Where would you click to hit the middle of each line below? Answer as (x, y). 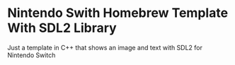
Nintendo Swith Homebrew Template (118, 13)
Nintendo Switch (31, 55)
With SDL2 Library (62, 28)
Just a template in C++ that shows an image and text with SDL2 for (105, 47)
